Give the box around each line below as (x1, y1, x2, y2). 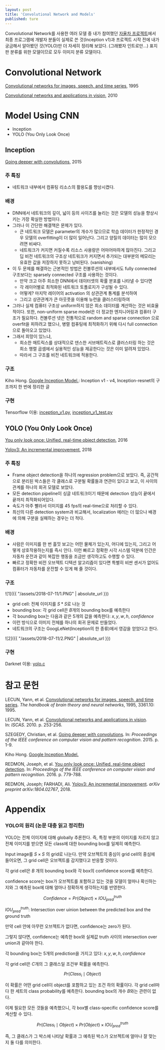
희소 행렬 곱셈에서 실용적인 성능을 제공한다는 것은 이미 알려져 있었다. (19, 346, 151, 351)
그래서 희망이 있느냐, (12, 333, 52, 339)
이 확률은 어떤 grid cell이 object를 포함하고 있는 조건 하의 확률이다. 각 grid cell (5, 982, 156, 988)
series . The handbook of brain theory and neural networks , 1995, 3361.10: (5, 702, 155, 708)
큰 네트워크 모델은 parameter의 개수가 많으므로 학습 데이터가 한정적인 (19, 228, 153, 234)
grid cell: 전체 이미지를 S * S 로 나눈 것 (12, 601, 86, 607)
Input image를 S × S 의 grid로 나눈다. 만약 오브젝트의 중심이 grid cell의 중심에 (5, 851, 155, 857)
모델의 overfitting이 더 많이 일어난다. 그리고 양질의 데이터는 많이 (25, 234, 148, 240)
